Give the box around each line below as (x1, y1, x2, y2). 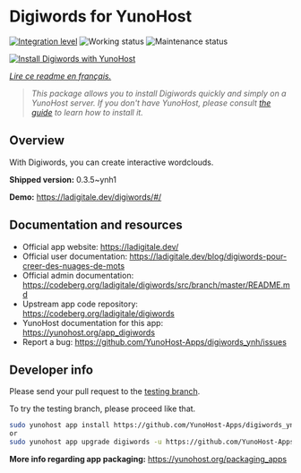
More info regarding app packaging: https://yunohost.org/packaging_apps (9, 454, 288, 464)
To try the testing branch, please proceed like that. (9, 403, 196, 414)
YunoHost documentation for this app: (21, 317, 164, 328)
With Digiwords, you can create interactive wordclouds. (9, 157, 214, 168)
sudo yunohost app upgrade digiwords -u (9, 437, 163, 447)
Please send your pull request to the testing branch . (9, 386, 201, 397)
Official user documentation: (21, 251, 128, 262)
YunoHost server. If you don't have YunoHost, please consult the (30, 97, 271, 108)
